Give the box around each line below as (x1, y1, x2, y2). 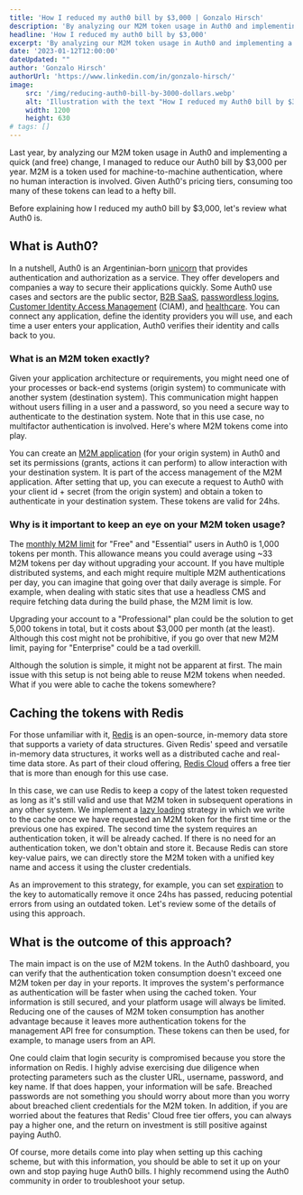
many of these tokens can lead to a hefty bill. (9, 186, 177, 196)
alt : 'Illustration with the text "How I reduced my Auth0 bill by (25, 97, 284, 107)
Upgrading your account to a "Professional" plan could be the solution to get (9, 614, 294, 625)
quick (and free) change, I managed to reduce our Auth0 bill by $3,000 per (9, 157, 287, 167)
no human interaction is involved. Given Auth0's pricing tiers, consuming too (9, 176, 293, 186)
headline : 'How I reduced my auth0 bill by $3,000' (9, 30, 207, 39)
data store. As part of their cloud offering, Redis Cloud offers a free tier (27, 758, 291, 769)
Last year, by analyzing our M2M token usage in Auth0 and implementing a (9, 147, 288, 158)
